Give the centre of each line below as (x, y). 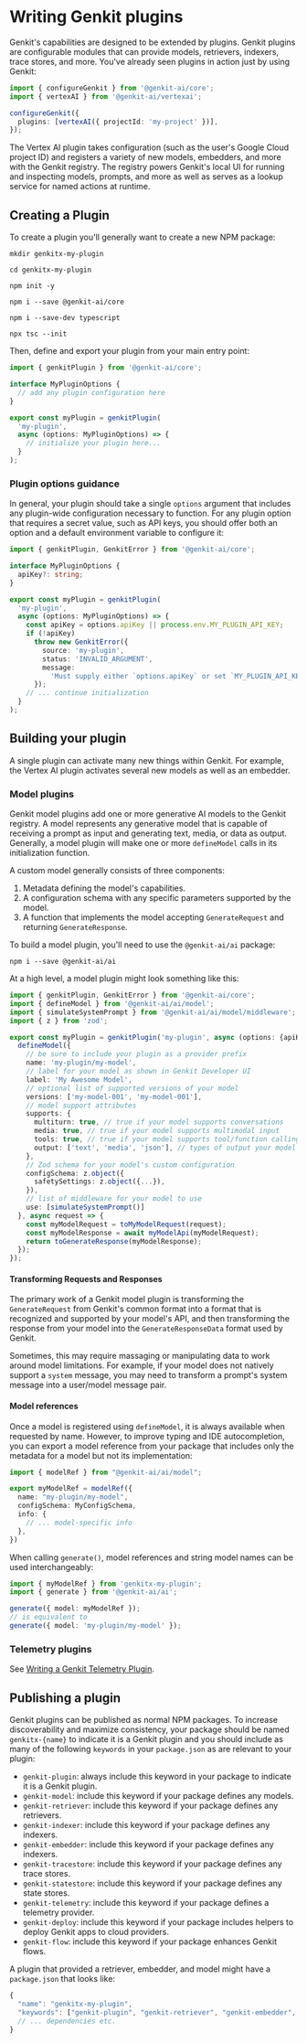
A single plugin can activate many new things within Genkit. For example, (147, 760)
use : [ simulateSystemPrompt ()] (85, 1208)
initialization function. (50, 853)
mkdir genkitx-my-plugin (57, 254)
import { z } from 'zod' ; (58, 1021)
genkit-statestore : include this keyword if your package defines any (152, 1883)
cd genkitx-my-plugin (51, 270)
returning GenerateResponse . (75, 927)
